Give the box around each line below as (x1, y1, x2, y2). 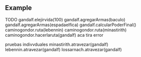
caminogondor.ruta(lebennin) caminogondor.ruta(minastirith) (5, 27, 127, 33)
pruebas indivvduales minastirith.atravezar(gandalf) (5, 41, 108, 47)
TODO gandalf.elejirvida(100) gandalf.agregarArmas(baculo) (5, 16, 125, 22)
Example (5, 4, 32, 12)
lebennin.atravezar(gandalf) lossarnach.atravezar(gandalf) (5, 46, 122, 52)
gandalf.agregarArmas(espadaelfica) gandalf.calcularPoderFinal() (5, 22, 137, 28)
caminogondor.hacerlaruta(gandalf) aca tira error (5, 32, 104, 38)
